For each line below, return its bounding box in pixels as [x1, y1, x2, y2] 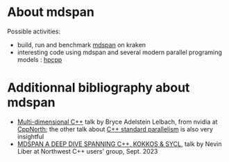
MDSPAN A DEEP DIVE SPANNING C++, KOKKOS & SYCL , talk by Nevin [17, 140, 222, 148]
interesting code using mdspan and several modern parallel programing [17, 48, 222, 56]
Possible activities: [7, 27, 61, 35]
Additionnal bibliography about [7, 80, 190, 96]
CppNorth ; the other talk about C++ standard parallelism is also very [17, 124, 214, 133]
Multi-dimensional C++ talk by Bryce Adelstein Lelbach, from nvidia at [17, 118, 218, 126]
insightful [17, 132, 44, 140]
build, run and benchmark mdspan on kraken [17, 40, 146, 49]
